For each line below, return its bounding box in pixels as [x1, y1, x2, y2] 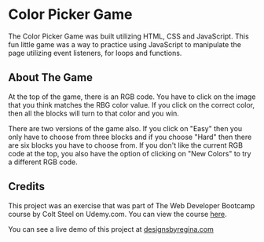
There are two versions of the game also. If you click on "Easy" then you [8, 123, 243, 133]
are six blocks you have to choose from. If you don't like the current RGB [8, 140, 244, 150]
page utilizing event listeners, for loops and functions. [8, 48, 182, 57]
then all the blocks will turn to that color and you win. [8, 108, 179, 118]
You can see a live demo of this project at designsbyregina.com [8, 224, 214, 233]
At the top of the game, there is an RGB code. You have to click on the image [8, 92, 256, 101]
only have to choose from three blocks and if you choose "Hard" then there [8, 132, 252, 141]
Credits [8, 180, 46, 193]
